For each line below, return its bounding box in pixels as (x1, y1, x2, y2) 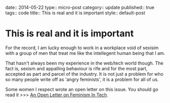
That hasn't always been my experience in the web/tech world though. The (5, 60, 164, 66)
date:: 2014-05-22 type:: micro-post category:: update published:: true (5, 5, 155, 10)
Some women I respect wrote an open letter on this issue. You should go (5, 86, 159, 92)
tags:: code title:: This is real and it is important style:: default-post (5, 10, 145, 16)
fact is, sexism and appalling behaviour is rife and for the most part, (5, 65, 147, 71)
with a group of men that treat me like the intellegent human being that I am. (5, 50, 165, 56)
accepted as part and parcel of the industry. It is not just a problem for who (5, 71, 164, 77)
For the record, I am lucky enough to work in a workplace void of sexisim (5, 45, 159, 51)
